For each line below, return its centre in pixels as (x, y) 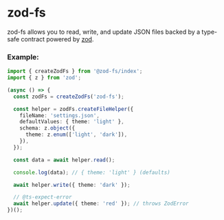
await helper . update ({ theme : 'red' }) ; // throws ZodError (101, 204)
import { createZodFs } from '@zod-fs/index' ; (75, 71)
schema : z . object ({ (47, 128)
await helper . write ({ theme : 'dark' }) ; (72, 185)
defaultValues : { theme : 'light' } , (72, 122)
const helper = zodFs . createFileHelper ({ (74, 109)
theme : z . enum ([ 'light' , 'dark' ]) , (76, 135)
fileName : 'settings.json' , (59, 115)
